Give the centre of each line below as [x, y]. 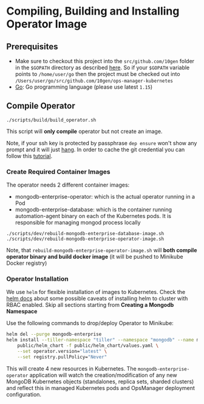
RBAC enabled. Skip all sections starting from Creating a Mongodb [90, 305]
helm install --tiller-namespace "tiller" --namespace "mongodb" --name [100, 340]
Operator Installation [37, 279]
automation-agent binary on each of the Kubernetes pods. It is [93, 216]
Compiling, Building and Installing [93, 11]
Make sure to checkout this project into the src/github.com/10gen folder [105, 61]
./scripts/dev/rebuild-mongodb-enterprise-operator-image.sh [85, 239]
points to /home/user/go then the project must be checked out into [97, 74]
